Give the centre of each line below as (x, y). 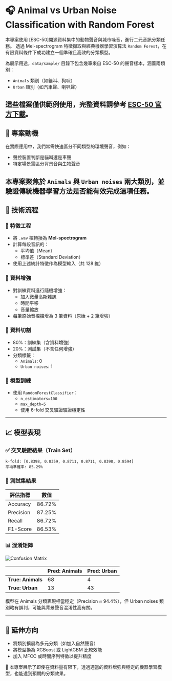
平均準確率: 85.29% (24, 467)
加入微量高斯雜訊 (38, 296)
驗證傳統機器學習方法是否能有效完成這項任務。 (79, 191)
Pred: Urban (102, 571)
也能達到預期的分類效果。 (41, 673)
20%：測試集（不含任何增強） (45, 348)
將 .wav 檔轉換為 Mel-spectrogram (50, 238)
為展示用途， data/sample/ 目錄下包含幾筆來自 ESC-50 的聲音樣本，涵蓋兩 (83, 63)
